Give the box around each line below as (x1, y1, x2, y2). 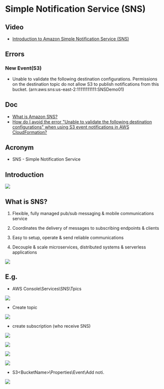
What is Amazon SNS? (12, 114, 58, 120)
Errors (5, 50, 25, 58)
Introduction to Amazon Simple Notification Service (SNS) (12, 36, 129, 42)
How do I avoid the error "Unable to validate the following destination (12, 119, 152, 124)
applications (12, 249, 37, 255)
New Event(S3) (5, 65, 42, 72)
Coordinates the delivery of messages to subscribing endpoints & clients (12, 225, 160, 231)
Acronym (5, 143, 34, 151)
